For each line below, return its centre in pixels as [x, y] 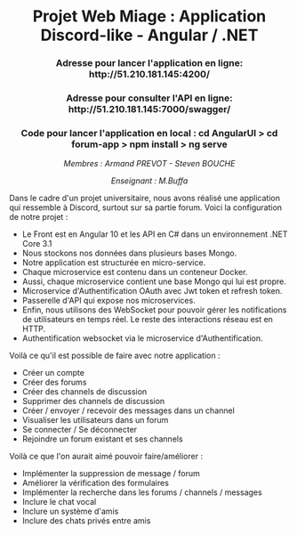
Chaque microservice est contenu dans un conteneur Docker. [135, 272]
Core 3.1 [37, 244]
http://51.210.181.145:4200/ [149, 75]
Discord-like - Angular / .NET [149, 35]
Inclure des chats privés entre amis [86, 521]
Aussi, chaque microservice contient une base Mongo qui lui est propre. [154, 281]
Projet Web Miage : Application [149, 16]
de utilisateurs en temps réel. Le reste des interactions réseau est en [148, 320]
